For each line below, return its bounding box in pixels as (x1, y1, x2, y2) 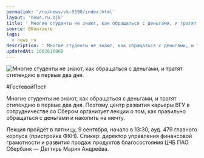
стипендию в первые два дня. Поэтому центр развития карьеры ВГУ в (6, 101, 190, 108)
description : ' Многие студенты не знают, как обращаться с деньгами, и (6, 43, 194, 49)
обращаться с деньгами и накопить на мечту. (6, 114, 126, 121)
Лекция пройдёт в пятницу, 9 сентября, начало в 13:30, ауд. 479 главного (6, 125, 197, 133)
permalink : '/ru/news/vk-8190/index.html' (6, 8, 115, 15)
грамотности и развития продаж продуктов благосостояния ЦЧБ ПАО (6, 139, 189, 146)
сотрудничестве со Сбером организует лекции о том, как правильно (6, 107, 186, 115)
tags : (6, 31, 20, 38)
